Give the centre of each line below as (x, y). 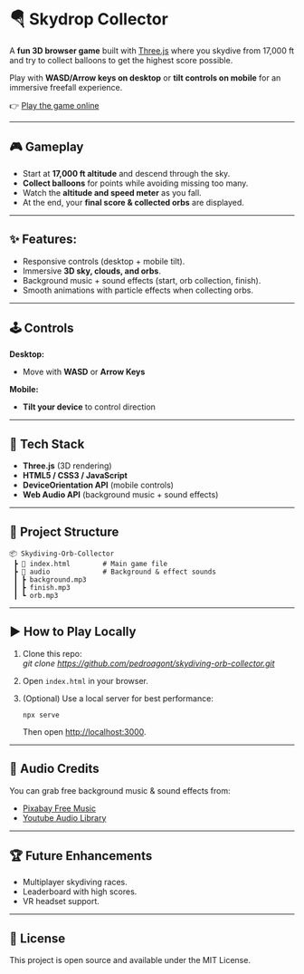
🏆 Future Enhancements (81, 856)
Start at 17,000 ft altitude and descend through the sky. (126, 173)
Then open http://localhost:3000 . (84, 731)
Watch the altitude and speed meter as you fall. (112, 192)
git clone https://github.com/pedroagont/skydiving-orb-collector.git (148, 663)
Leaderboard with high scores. (80, 892)
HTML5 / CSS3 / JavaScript (75, 476)
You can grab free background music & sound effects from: (120, 790)
